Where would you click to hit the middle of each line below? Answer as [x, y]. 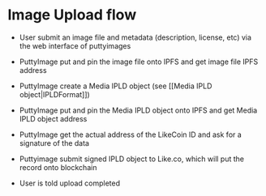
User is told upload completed [70, 183]
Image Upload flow [72, 15]
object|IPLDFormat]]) [54, 94]
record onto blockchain [58, 167]
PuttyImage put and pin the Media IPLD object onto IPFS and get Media [138, 110]
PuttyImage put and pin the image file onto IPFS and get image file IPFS [139, 62]
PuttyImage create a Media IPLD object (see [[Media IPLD [116, 86]
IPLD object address [53, 118]
